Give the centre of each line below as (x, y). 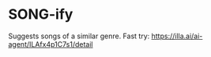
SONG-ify (41, 14)
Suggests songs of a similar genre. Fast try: (79, 36)
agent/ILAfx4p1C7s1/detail (51, 44)
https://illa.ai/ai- (177, 36)
